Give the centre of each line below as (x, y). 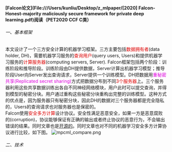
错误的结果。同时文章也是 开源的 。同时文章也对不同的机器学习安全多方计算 (84, 126)
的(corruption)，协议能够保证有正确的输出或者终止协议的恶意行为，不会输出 (85, 119)
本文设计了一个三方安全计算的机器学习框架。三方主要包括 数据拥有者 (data (83, 49)
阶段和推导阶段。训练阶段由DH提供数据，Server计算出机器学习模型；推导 (87, 68)
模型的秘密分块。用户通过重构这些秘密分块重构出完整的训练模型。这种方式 (88, 94)
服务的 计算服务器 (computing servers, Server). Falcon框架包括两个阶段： (86, 62)
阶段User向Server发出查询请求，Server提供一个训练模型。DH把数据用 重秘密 (86, 75)
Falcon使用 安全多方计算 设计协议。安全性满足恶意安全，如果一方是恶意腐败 (84, 113)
